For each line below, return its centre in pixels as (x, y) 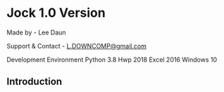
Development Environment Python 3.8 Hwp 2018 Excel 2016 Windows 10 (112, 59)
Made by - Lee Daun (36, 32)
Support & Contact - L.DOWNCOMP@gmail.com (77, 46)
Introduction (35, 82)
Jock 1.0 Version (56, 13)
